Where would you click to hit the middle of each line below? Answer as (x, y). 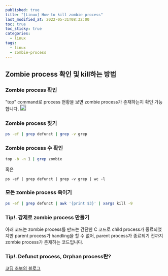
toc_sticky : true (24, 29)
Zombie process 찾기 (31, 123)
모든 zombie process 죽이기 (39, 192)
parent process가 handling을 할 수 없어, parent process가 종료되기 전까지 (89, 236)
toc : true (16, 24)
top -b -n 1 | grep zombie (34, 159)
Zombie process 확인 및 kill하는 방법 (61, 74)
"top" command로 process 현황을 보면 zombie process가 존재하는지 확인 (79, 102)
